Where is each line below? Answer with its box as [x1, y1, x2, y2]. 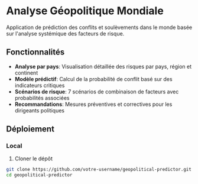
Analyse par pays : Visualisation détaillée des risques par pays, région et [14, 63, 192, 70]
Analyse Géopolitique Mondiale [6, 4, 164, 18]
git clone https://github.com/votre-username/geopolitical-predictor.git [6, 167, 192, 173]
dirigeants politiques [14, 106, 65, 114]
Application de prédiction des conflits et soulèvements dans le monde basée [6, 24, 193, 31]
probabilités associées [14, 94, 70, 101]
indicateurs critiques [14, 82, 65, 89]
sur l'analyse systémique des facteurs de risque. [6, 30, 125, 37]
